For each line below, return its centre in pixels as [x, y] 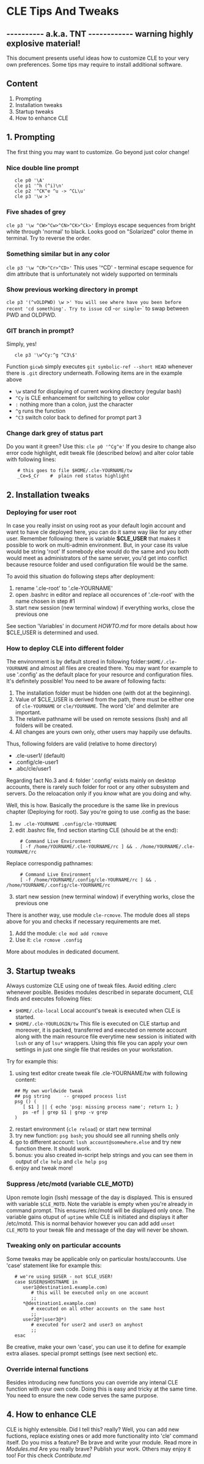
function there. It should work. [53, 1148]
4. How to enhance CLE [51, 1415]
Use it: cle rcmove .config [49, 940]
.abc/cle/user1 [33, 769]
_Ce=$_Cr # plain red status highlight [74, 476]
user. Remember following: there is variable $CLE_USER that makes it [94, 539]
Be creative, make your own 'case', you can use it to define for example [96, 1347]
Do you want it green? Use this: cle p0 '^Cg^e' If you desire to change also [101, 446]
